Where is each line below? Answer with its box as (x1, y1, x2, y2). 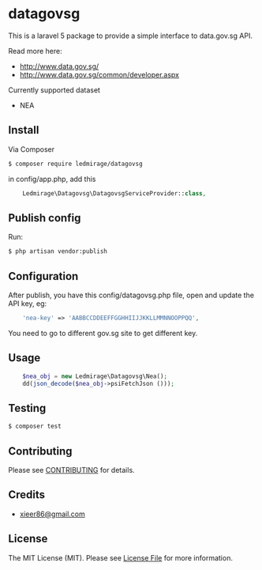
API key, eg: (8, 299, 47, 308)
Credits (8, 488, 46, 502)
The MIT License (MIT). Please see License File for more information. (8, 553, 233, 562)
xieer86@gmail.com (19, 509, 85, 519)
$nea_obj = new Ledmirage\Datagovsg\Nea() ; (22, 372, 168, 380)
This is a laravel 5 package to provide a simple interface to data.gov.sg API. (8, 31, 253, 40)
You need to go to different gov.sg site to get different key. (8, 328, 198, 338)
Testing (8, 401, 47, 415)
